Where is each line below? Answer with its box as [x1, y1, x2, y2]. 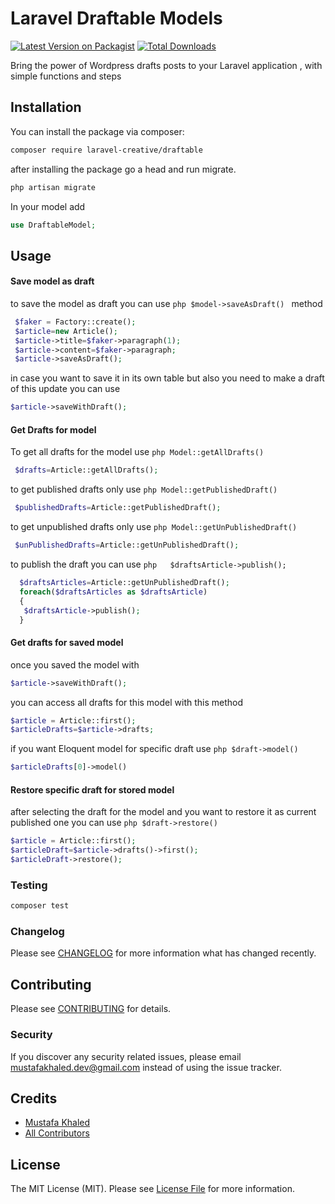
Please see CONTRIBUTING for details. [10, 1003, 172, 1015]
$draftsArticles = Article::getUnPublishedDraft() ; [19, 578, 230, 588]
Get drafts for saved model [10, 637, 124, 649]
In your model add [10, 200, 86, 212]
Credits [10, 1090, 58, 1107]
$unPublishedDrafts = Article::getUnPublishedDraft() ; [14, 540, 240, 551]
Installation [10, 99, 82, 116]
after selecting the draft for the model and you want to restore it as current [10, 806, 317, 818]
